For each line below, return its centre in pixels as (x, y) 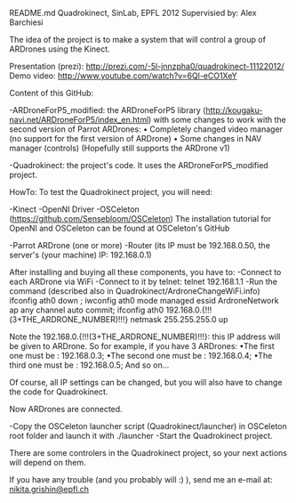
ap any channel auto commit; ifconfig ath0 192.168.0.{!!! (111, 310)
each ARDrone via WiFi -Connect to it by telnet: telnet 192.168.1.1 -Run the (144, 281)
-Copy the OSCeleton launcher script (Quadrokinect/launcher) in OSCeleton (148, 426)
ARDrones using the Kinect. (60, 49)
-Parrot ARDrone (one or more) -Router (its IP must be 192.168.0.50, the (140, 245)
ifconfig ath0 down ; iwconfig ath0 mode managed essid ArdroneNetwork (144, 300)
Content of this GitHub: (52, 93)
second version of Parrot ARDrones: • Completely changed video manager (146, 129)
